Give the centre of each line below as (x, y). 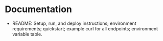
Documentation (39, 9)
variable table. (27, 34)
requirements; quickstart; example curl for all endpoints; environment (85, 28)
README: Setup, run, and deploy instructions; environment (74, 23)
